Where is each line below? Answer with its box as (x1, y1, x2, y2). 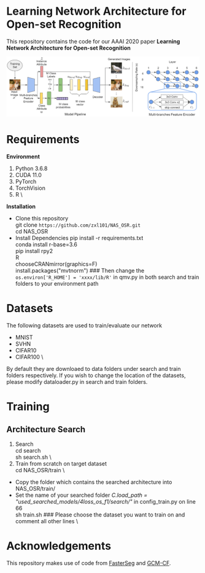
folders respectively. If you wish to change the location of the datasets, (6, 372, 186, 379)
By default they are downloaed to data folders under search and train (6, 365, 181, 372)
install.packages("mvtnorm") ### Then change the (15, 267, 145, 275)
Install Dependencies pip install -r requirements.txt (15, 235, 144, 242)
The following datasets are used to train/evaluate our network (6, 321, 163, 329)
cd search (15, 446, 41, 454)
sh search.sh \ (15, 453, 52, 461)
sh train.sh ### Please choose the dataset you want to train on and (15, 511, 185, 518)
